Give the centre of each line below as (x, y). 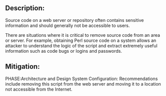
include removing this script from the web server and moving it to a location (83, 84)
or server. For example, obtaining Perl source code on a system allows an (81, 40)
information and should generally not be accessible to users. (67, 25)
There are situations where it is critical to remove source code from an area (83, 35)
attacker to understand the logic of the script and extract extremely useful (81, 46)
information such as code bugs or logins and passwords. (64, 51)
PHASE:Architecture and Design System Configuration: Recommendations (81, 79)
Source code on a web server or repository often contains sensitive (74, 20)
